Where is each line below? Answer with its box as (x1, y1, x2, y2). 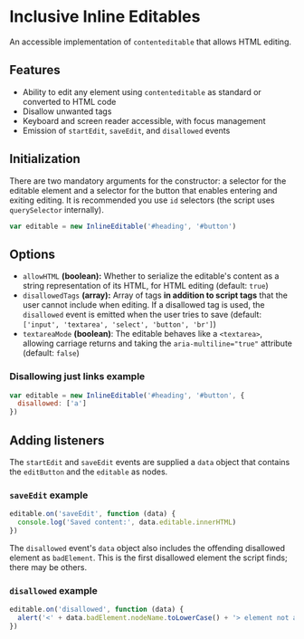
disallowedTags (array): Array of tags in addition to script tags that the (22, 290, 288, 300)
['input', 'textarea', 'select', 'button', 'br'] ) (22, 319, 217, 329)
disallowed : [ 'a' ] (17, 399, 88, 408)
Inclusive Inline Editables (9, 6, 201, 27)
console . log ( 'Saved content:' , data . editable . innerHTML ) (17, 518, 237, 527)
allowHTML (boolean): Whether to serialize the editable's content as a (22, 271, 280, 281)
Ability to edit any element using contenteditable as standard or (22, 86, 262, 97)
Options (9, 246, 56, 262)
